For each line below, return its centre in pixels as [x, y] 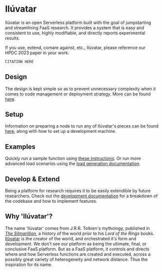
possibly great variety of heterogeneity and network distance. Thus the [76, 259]
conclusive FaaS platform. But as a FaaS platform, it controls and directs [77, 249]
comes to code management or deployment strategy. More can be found [78, 94]
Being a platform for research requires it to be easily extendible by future [78, 191]
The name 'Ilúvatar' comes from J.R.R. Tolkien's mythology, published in [77, 228]
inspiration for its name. [29, 264]
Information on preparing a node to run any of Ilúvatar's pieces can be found [82, 126]
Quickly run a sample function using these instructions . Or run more [73, 158]
